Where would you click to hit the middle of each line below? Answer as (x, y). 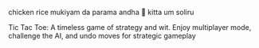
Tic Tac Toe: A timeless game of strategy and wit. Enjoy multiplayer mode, (130, 27)
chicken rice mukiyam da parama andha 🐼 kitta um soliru (101, 12)
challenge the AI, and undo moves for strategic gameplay (102, 36)
